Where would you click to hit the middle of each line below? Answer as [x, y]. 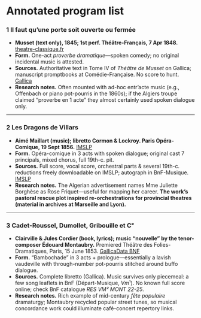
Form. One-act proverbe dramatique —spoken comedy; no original [97, 56]
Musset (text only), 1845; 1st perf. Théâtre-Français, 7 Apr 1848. [96, 43]
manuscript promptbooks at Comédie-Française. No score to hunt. [97, 75]
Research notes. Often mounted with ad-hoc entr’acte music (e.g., [97, 87]
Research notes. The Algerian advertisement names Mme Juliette [96, 185]
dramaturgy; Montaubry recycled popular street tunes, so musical [96, 302]
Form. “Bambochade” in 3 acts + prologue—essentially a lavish [93, 258]
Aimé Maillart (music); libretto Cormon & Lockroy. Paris [85, 140]
